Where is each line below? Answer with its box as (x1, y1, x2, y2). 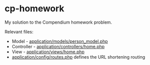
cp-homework (4, 3, 65, 14)
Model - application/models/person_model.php (11, 38, 108, 44)
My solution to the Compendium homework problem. (4, 19, 112, 25)
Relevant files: (4, 29, 34, 34)
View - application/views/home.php (11, 49, 85, 55)
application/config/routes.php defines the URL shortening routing (11, 54, 146, 60)
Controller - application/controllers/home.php (11, 43, 105, 49)
